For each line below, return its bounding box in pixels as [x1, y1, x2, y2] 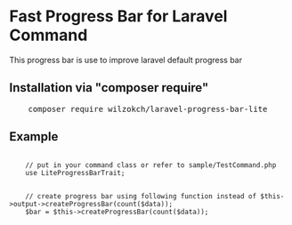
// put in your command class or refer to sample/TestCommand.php [25, 160, 277, 170]
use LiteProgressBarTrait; [25, 168, 126, 177]
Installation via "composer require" [9, 80, 209, 95]
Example [9, 129, 59, 144]
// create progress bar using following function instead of [25, 191, 256, 201]
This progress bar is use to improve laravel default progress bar [9, 54, 243, 65]
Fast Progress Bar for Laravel [9, 6, 228, 27]
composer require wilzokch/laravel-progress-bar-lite [28, 104, 268, 114]
